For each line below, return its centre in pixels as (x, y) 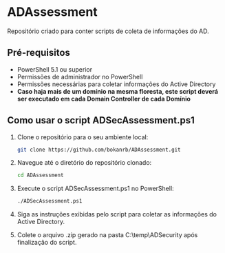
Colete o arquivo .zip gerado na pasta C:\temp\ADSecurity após (107, 235)
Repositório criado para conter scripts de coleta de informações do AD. (108, 31)
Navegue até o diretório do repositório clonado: (84, 163)
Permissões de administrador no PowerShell (80, 77)
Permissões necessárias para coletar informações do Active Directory (116, 84)
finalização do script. (47, 243)
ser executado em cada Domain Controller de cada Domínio (104, 99)
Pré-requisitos (39, 53)
